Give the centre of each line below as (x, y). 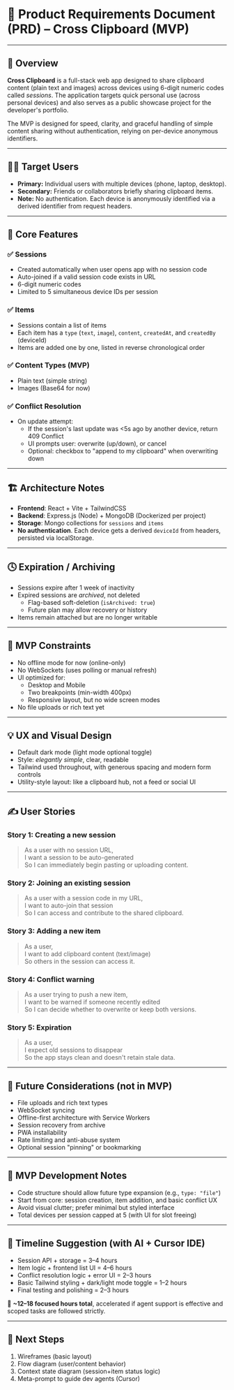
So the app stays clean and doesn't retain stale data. (100, 1058)
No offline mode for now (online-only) (71, 662)
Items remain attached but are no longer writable (87, 617)
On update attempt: (45, 421)
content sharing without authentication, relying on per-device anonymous (112, 131)
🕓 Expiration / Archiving (61, 568)
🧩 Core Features (43, 234)
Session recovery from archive (61, 1125)
